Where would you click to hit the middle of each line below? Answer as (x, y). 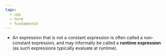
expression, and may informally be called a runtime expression (96, 43)
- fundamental (24, 24)
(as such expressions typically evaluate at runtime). (65, 48)
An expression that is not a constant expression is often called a (77, 38)
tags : (11, 10)
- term (16, 19)
